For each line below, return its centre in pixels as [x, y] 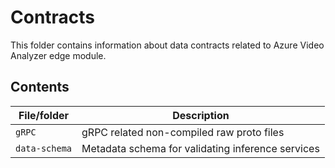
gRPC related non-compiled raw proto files [183, 132]
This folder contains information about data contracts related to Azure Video [167, 45]
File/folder [44, 115]
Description [201, 115]
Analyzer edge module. [58, 55]
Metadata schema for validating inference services [200, 148]
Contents [40, 87]
